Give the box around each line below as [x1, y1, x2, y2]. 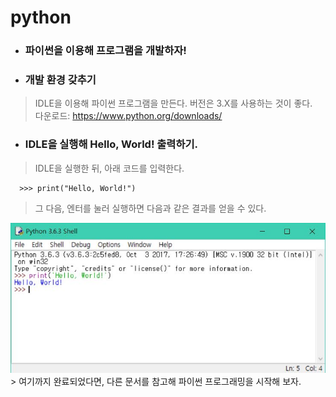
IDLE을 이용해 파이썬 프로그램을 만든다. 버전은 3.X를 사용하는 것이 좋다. [34, 97, 313, 110]
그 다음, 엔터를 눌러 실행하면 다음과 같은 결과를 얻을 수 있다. [34, 202, 267, 214]
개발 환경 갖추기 [24, 73, 97, 87]
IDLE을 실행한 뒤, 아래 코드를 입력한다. [34, 162, 185, 174]
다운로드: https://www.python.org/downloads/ [34, 110, 223, 122]
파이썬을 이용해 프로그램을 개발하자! [24, 44, 187, 58]
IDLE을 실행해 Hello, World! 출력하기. [24, 137, 198, 151]
